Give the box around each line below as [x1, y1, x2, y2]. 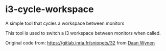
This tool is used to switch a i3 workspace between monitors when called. [5, 30, 161, 36]
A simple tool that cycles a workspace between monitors [5, 20, 125, 26]
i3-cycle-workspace [5, 4, 94, 15]
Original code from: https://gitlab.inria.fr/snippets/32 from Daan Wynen [5, 39, 155, 46]
